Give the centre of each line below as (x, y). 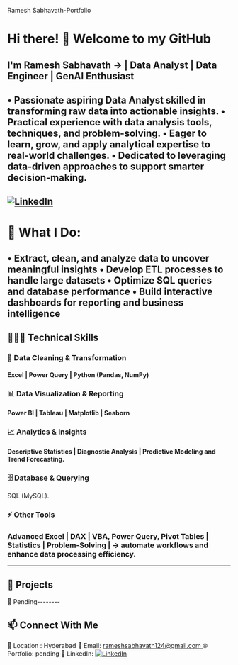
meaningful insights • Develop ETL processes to (115, 269)
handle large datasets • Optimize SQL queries (110, 280)
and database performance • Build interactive (110, 291)
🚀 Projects (30, 585)
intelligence (34, 314)
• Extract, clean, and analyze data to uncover (108, 258)
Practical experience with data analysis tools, (110, 122)
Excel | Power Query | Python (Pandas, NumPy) (78, 374)
